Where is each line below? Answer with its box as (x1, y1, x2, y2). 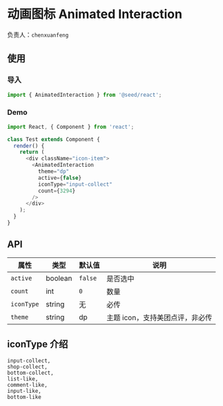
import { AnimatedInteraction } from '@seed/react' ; (7, 91, 162, 98)
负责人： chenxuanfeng (7, 30, 69, 39)
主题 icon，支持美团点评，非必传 (106, 313, 213, 322)
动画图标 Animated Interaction (7, 6, 183, 22)
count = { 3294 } (37, 187, 76, 194)
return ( (19, 149, 45, 156)
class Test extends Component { (7, 136, 100, 142)
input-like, (7, 387, 41, 394)
